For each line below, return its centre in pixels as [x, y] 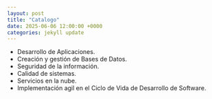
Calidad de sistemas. [47, 74]
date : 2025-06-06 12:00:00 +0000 [55, 26]
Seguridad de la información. [58, 66]
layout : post [26, 13]
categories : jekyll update [46, 32]
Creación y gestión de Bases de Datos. [72, 59]
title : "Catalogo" [33, 20]
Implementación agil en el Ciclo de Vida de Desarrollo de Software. [111, 88]
